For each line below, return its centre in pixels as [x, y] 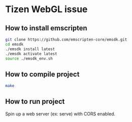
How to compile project [42, 74]
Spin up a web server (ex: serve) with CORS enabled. [60, 114]
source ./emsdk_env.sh [29, 58]
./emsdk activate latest [31, 54]
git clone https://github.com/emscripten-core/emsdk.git [66, 39]
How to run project [35, 101]
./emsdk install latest [30, 49]
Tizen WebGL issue [47, 9]
